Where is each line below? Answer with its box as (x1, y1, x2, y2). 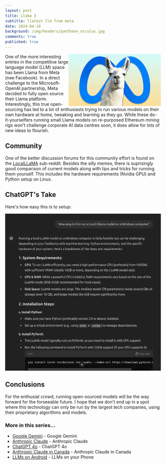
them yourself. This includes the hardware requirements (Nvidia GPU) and (5, 171, 156, 177)
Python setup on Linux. (5, 176, 52, 182)
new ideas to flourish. (5, 127, 49, 133)
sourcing (5, 106, 23, 112)
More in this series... (5, 422, 56, 429)
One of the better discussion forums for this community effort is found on (5, 155, 155, 161)
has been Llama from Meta (5, 69, 60, 75)
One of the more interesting (5, 54, 62, 60)
